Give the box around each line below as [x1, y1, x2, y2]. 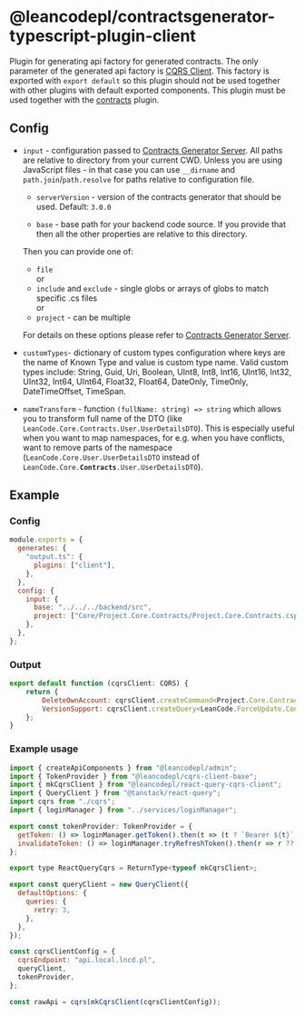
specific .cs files [35, 293, 98, 304]
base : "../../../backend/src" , [33, 603, 152, 613]
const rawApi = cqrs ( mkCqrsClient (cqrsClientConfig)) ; [9, 997, 221, 1006]
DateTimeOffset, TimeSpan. [22, 385, 127, 396]
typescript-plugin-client [9, 25, 197, 46]
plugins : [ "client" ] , [33, 561, 116, 570]
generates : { [17, 543, 67, 553]
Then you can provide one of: [22, 245, 133, 256]
